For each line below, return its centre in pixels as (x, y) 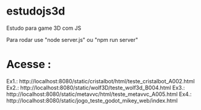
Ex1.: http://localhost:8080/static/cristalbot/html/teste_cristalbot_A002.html (100, 81)
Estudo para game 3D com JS (44, 28)
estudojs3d (36, 11)
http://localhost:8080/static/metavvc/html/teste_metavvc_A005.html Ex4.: (99, 94)
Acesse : (29, 64)
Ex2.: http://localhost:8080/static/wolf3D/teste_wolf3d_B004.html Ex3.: (96, 88)
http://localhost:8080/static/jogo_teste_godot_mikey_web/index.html (92, 100)
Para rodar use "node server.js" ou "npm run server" (72, 40)
